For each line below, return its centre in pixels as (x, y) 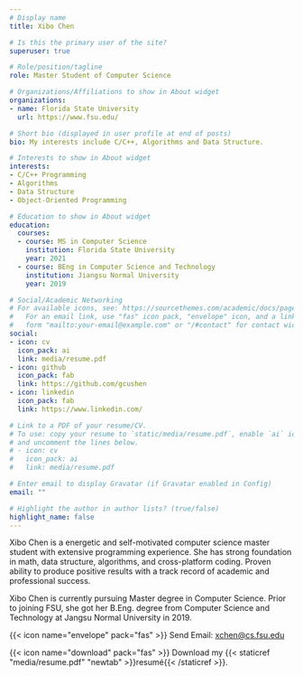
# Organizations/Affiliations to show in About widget (115, 92)
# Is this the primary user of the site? (88, 42)
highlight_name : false (52, 517)
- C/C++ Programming (48, 175)
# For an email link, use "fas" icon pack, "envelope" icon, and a (143, 317)
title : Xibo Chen (42, 26)
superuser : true (40, 51)
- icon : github (38, 367)
